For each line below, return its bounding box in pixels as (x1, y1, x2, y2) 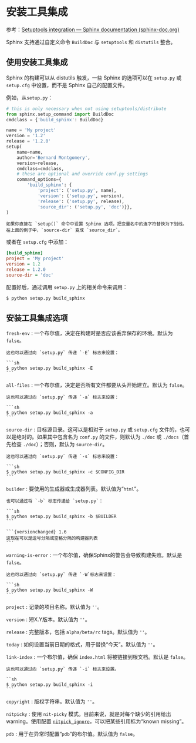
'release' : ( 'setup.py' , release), (37, 198, 125, 204)
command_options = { (16, 177, 62, 183)
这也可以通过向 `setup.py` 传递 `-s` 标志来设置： (6, 454, 119, 460)
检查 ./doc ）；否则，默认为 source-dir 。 (11, 441, 108, 448)
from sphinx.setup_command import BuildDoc (6, 111, 114, 117)
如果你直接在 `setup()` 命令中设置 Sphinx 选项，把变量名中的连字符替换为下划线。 (6, 221, 187, 227)
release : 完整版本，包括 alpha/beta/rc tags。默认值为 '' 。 (6, 628, 150, 636)
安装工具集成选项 (6, 313, 68, 323)
